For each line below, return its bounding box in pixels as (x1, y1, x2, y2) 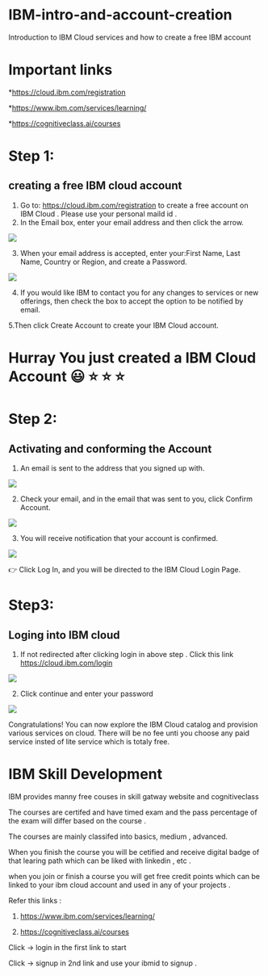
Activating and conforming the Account (8, 442, 212, 455)
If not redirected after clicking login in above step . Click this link (19, 650, 234, 660)
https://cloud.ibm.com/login (19, 658, 113, 668)
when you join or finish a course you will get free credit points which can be (8, 872, 261, 881)
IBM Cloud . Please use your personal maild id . (19, 208, 178, 219)
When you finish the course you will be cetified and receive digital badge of (8, 848, 260, 857)
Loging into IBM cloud (8, 628, 120, 642)
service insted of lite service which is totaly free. (8, 737, 170, 747)
